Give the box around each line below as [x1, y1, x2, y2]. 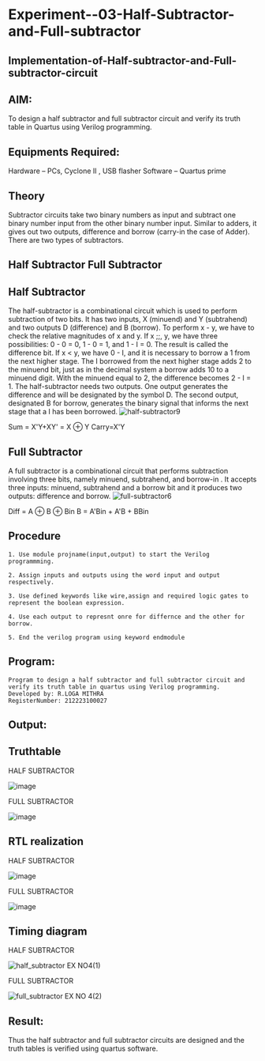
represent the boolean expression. [8, 598, 125, 606]
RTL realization [8, 835, 84, 848]
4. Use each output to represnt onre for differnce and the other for [8, 613, 245, 621]
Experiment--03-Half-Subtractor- [8, 6, 235, 24]
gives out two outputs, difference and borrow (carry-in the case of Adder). [8, 227, 250, 236]
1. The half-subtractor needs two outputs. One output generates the [8, 382, 229, 391]
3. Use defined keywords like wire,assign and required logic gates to [8, 591, 248, 600]
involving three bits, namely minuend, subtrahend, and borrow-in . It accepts [8, 474, 257, 484]
